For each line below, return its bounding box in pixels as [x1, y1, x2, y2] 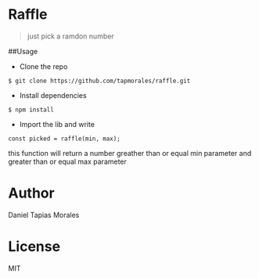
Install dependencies [19, 90, 88, 100]
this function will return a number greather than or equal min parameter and [8, 148, 252, 158]
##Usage [8, 46, 38, 56]
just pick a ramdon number [27, 31, 115, 41]
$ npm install [8, 106, 55, 114]
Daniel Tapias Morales [8, 210, 80, 219]
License [8, 237, 61, 255]
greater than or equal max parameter [8, 157, 128, 166]
